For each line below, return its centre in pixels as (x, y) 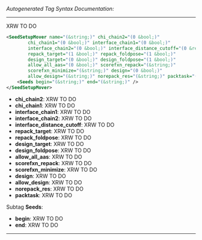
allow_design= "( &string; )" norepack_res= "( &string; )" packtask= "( (113, 77)
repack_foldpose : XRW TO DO (53, 137)
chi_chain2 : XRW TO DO (45, 99)
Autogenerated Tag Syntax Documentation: (60, 9)
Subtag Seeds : (25, 207)
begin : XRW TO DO (39, 218)
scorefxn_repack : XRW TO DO (53, 163)
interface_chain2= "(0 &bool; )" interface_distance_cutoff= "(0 (107, 48)
